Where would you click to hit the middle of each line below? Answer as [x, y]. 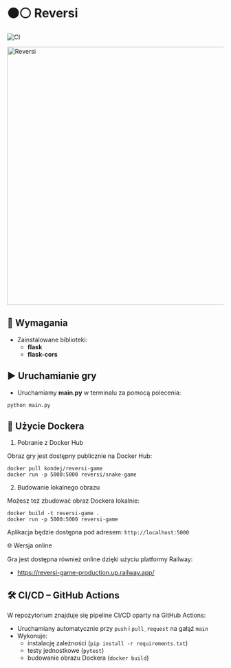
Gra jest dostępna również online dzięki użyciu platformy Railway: [100, 559]
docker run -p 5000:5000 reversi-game [63, 520]
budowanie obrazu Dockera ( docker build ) [88, 658]
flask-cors [43, 354]
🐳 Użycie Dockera [46, 426]
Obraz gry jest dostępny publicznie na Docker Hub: [80, 456]
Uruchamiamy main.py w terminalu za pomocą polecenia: [99, 393]
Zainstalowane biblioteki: [52, 340]
